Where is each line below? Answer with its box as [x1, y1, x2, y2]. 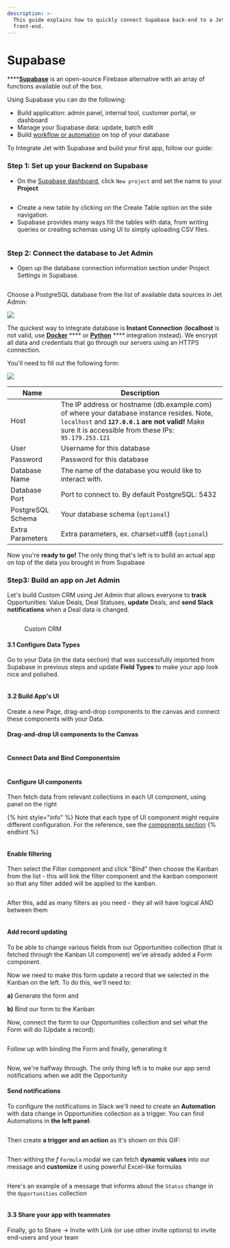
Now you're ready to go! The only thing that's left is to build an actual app [7, 551, 216, 559]
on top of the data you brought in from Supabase [7, 558, 145, 566]
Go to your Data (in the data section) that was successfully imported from [7, 656, 214, 664]
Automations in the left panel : [7, 1116, 91, 1125]
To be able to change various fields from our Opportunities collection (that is [7, 943, 222, 951]
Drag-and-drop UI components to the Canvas [7, 730, 139, 739]
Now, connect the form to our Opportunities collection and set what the [7, 1018, 208, 1026]
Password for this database [60, 454, 149, 464]
